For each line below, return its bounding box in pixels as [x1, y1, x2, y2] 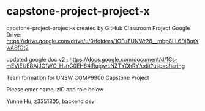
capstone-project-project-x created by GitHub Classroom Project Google [6, 24, 190, 32]
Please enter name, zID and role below [6, 85, 104, 93]
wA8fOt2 [6, 44, 29, 51]
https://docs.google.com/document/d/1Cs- [69, 56, 178, 63]
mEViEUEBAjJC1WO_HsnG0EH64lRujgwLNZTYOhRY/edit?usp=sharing [6, 62, 185, 70]
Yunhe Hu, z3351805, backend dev [6, 98, 95, 105]
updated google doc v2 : [6, 56, 69, 63]
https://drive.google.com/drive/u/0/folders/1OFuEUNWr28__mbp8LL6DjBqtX [6, 37, 199, 45]
